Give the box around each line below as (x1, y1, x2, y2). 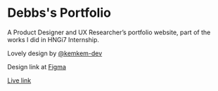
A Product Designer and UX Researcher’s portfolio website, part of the (7, 28, 211, 36)
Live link (7, 76, 32, 85)
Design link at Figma (7, 62, 67, 71)
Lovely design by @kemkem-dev (7, 49, 103, 57)
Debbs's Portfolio (7, 5, 111, 21)
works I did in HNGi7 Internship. (7, 35, 100, 43)
